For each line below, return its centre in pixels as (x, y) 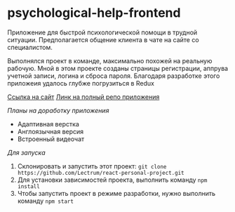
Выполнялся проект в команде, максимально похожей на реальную (110, 60)
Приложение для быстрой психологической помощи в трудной (102, 32)
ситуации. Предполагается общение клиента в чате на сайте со (103, 39)
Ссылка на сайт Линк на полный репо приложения (83, 97)
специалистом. (30, 47)
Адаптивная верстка (48, 124)
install (28, 186)
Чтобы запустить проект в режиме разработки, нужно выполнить (116, 193)
